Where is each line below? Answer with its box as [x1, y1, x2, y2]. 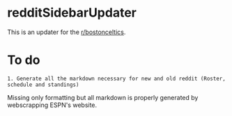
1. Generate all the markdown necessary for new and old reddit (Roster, [7, 75, 226, 82]
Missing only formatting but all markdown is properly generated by [7, 93, 199, 101]
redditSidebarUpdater [7, 5, 137, 21]
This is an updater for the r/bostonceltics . [7, 28, 126, 36]
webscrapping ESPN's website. [7, 101, 98, 109]
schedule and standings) [7, 81, 79, 88]
